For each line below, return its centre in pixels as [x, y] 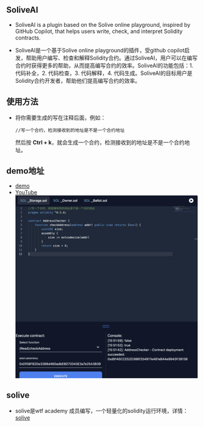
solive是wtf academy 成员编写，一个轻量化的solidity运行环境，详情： [101, 411]
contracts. [28, 37]
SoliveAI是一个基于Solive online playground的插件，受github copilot [100, 50]
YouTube [26, 192]
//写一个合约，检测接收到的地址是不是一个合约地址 [70, 130]
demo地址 [25, 171]
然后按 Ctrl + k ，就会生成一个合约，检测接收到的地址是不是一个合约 [100, 142]
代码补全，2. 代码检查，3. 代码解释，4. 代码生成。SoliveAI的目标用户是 [104, 73]
